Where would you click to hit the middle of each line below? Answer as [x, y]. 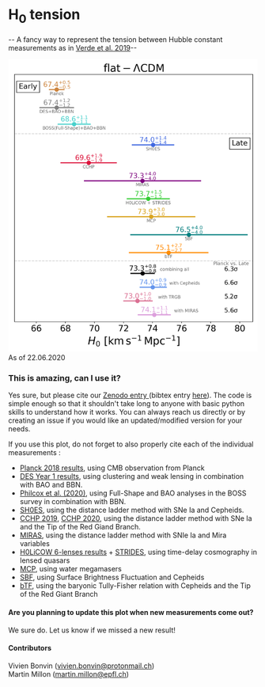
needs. [19, 429]
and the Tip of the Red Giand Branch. [80, 527]
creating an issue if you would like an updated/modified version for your [125, 420]
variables [34, 544]
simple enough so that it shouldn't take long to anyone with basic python [127, 404]
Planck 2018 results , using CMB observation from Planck [112, 468]
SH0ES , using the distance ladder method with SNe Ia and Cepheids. [132, 510]
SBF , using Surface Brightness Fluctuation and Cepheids [112, 577]
